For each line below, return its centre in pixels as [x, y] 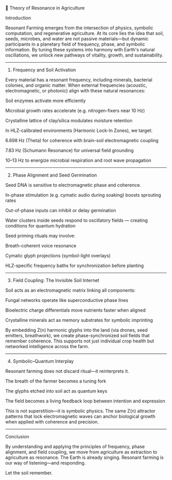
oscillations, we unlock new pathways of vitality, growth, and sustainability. [84, 55]
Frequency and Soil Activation [44, 70]
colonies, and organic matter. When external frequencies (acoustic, [76, 85]
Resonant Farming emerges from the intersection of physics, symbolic [79, 28]
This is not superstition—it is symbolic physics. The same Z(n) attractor [80, 411]
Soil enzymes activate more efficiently [46, 101]
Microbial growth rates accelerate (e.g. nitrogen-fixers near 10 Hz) [75, 111]
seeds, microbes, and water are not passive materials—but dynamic [77, 39]
